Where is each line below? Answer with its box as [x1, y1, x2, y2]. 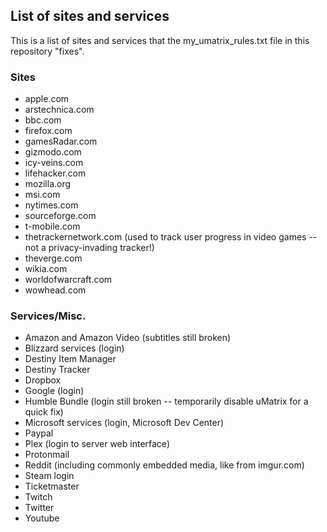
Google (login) [24, 385, 85, 397]
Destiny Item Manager [24, 353, 117, 365]
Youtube [24, 512, 60, 524]
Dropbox [24, 374, 62, 386]
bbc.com [24, 114, 62, 126]
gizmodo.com [24, 146, 82, 158]
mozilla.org [24, 178, 72, 190]
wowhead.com [24, 284, 87, 296]
